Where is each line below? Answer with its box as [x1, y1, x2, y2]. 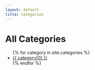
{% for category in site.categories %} [12, 50, 90, 56]
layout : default [5, 7, 39, 12]
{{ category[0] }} [12, 55, 48, 61]
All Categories [5, 33, 66, 45]
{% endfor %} [12, 60, 42, 66]
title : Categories [5, 12, 44, 17]
